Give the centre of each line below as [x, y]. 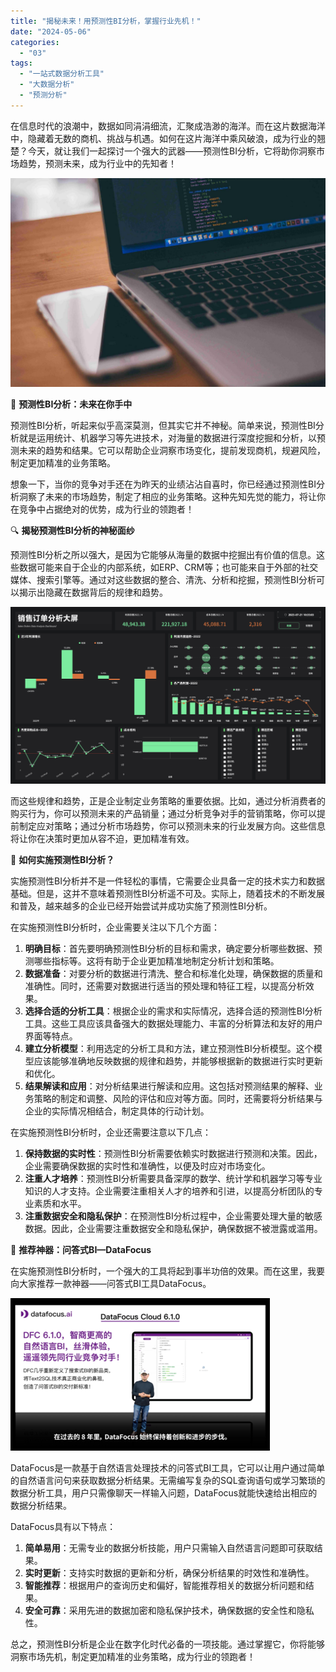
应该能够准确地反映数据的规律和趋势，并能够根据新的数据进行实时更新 [178, 1061]
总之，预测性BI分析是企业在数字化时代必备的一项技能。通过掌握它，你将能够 [167, 1644]
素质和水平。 [60, 1204]
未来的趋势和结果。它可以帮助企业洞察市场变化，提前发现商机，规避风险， [172, 451]
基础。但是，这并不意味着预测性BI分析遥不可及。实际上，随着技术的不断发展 [167, 894]
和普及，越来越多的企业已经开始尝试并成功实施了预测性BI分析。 [141, 906]
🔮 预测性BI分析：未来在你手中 [71, 404]
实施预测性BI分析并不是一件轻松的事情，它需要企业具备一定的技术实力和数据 [167, 881]
